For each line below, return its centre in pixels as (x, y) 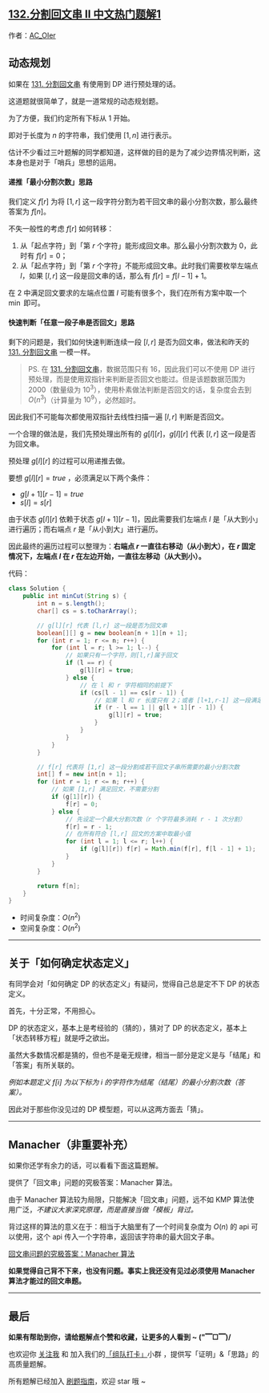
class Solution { (37, 589)
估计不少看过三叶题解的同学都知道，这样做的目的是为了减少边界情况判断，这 (134, 152)
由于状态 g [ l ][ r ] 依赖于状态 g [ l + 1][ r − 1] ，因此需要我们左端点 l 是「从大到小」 (133, 519)
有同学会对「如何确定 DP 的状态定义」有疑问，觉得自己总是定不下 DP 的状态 (134, 984)
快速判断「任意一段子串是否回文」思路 (71, 323)
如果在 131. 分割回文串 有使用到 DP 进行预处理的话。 (94, 83)
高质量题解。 (29, 1364)
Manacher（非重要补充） (71, 1145)
